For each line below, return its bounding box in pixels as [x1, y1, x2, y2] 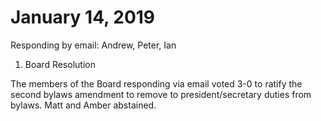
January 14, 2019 [10, 6, 156, 29]
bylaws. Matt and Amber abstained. [10, 99, 157, 111]
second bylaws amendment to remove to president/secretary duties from [10, 88, 312, 100]
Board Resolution [24, 58, 96, 70]
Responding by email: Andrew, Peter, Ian [10, 39, 177, 51]
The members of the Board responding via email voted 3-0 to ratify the [10, 77, 303, 90]
